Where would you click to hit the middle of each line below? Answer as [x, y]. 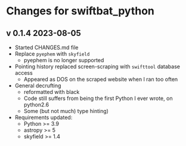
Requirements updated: [44, 117]
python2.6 [36, 105]
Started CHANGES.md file [46, 47]
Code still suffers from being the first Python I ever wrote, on [98, 98]
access [24, 73]
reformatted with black [52, 92]
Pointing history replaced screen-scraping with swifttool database [97, 66]
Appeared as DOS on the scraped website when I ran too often [101, 79]
